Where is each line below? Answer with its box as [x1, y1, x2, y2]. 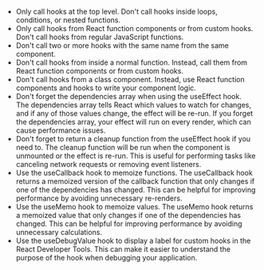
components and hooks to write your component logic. [15, 83, 197, 93]
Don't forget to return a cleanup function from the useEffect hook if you [15, 134, 251, 143]
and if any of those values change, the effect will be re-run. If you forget [15, 109, 254, 118]
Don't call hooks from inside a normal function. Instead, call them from [15, 58, 248, 67]
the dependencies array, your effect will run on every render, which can [15, 117, 251, 126]
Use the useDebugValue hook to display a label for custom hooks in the [15, 236, 251, 245]
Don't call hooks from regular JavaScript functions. [15, 32, 184, 42]
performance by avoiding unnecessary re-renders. [15, 193, 183, 203]
